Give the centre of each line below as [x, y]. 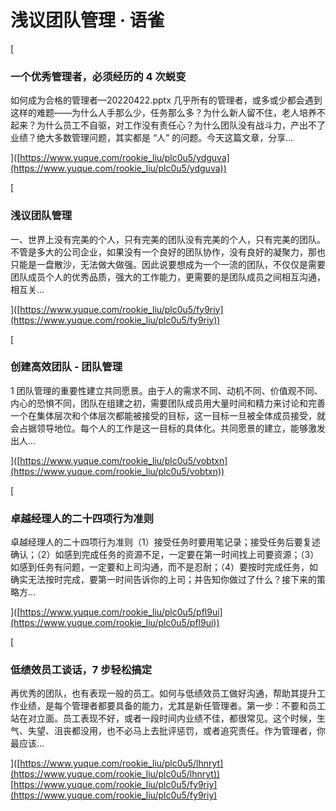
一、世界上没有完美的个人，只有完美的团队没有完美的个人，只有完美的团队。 [168, 239]
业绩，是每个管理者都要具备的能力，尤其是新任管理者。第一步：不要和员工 [172, 706]
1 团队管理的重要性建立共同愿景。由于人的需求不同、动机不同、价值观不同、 [166, 390]
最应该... [27, 743]
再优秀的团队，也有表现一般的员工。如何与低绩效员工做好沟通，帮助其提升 [163, 693]
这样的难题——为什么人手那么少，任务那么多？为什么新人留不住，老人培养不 [168, 113]
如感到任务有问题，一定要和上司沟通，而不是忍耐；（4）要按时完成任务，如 [164, 567]
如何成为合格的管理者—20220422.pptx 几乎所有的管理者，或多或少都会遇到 [166, 100]
